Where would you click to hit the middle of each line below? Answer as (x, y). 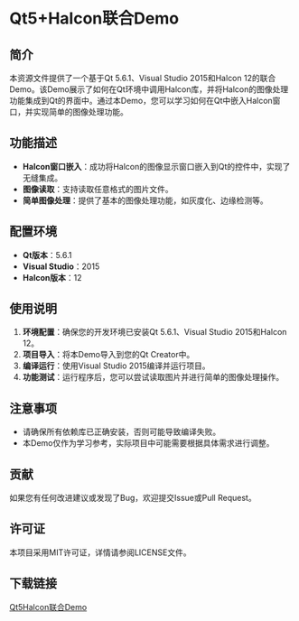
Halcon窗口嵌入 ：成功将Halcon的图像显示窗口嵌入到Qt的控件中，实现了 (156, 166)
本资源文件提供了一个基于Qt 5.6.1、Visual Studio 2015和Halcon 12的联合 (143, 78)
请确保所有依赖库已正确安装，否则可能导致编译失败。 (121, 432)
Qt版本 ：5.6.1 (47, 255)
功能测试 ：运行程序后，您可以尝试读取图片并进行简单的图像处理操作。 (153, 377)
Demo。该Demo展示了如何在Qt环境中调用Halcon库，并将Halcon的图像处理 (149, 89)
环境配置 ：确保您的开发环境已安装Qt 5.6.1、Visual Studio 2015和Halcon (154, 332)
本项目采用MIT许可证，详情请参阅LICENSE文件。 (100, 552)
